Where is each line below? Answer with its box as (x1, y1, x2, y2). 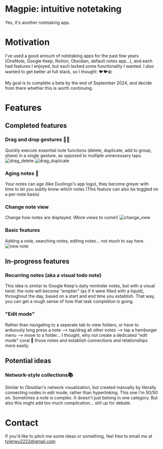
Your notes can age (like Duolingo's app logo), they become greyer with (5, 181, 149, 187)
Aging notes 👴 (5, 170, 39, 177)
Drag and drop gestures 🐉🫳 (5, 136, 70, 143)
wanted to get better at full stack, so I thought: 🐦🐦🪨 (5, 68, 113, 74)
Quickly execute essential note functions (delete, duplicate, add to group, (5, 147, 152, 153)
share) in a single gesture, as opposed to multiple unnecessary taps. (5, 152, 142, 158)
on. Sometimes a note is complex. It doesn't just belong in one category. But (5, 395, 158, 401)
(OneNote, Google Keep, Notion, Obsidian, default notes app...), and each (5, 58, 153, 64)
